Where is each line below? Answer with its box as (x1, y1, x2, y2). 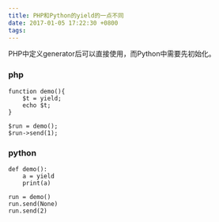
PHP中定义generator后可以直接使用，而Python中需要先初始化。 (8, 49, 216, 59)
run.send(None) (8, 200, 59, 208)
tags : (8, 26, 26, 34)
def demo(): (8, 165, 47, 173)
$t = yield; (22, 94, 62, 102)
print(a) (22, 179, 51, 187)
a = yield (22, 172, 55, 180)
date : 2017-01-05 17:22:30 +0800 (8, 19, 119, 27)
